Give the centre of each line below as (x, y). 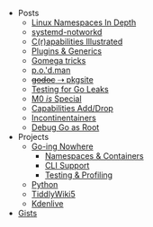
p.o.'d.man (51, 70)
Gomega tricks (58, 61)
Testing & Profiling (79, 175)
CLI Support (67, 166)
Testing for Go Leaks (70, 89)
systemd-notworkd (67, 32)
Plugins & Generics (66, 51)
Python (45, 184)
